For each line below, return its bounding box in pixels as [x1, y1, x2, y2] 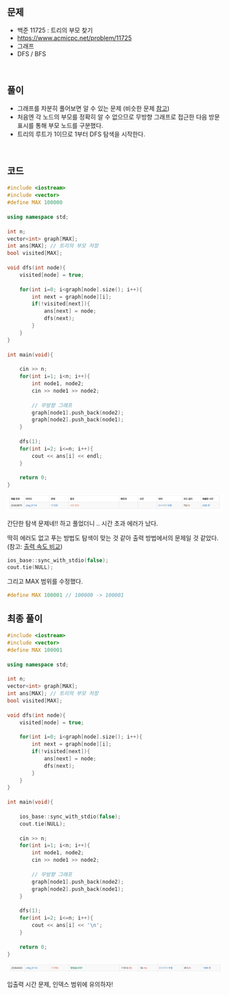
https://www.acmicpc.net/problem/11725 [16, 34, 132, 42]
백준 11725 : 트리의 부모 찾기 [16, 26, 93, 34]
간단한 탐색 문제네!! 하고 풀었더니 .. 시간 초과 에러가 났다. [7, 519, 158, 527]
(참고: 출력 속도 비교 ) [7, 542, 63, 551]
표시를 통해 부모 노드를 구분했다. [16, 121, 104, 129]
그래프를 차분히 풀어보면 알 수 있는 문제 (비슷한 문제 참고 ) [16, 104, 170, 112]
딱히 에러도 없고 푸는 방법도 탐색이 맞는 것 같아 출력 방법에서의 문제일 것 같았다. [7, 534, 219, 542]
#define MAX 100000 [7, 199, 63, 206]
